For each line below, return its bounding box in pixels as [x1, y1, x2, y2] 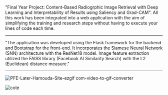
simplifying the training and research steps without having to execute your [5, 20, 158, 26]
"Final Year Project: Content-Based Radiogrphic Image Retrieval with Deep [5, 4, 158, 10]
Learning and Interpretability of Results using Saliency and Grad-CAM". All [5, 9, 158, 15]
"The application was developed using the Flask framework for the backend [5, 40, 161, 45]
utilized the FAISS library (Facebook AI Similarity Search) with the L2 [5, 56, 146, 61]
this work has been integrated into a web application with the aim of [5, 15, 145, 20]
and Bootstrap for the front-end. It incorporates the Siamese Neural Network [5, 45, 163, 51]
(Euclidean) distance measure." [5, 61, 70, 67]
